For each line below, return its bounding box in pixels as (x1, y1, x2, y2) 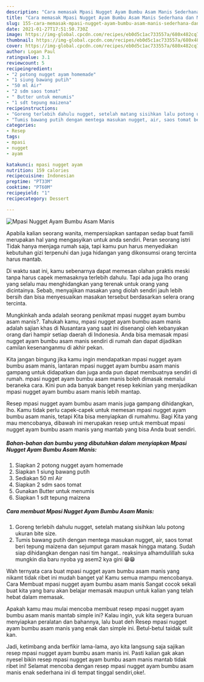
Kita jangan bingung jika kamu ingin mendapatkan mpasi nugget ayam (6, 355, 182, 363)
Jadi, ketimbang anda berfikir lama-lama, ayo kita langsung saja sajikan (6, 642, 185, 650)
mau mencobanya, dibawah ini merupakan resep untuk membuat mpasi (6, 419, 185, 427)
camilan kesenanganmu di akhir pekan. (6, 344, 104, 351)
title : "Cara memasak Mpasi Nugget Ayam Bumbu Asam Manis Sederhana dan (6, 15, 194, 21)
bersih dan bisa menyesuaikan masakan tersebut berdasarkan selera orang (6, 293, 194, 300)
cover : (6, 43, 23, 49)
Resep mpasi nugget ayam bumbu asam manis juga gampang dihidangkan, (6, 400, 194, 407)
